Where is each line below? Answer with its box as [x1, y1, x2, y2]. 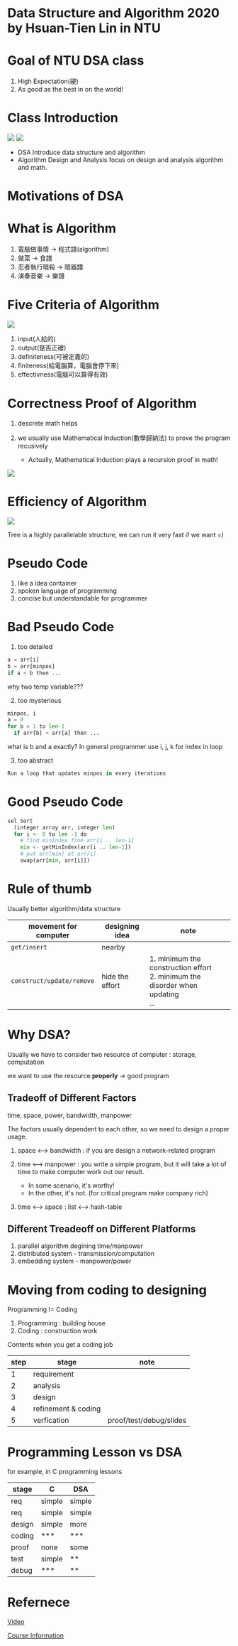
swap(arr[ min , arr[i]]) [20, 857, 91, 864]
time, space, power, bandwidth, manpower [7, 1111, 132, 1119]
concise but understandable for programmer [17, 593, 147, 602]
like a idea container [17, 579, 77, 587]
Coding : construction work [17, 1327, 98, 1335]
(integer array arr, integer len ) [13, 824, 115, 831]
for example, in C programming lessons [7, 1468, 123, 1476]
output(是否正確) [17, 343, 67, 353]
